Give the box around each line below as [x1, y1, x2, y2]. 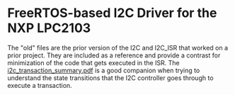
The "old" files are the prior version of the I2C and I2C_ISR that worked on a [7, 43, 229, 52]
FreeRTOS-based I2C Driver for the [7, 5, 217, 21]
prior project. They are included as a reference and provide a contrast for [7, 51, 221, 60]
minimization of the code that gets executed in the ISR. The [7, 58, 180, 67]
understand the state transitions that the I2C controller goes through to [7, 73, 214, 82]
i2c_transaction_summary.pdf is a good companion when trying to [7, 66, 200, 74]
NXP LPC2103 [7, 20, 91, 36]
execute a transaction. [7, 81, 72, 89]
